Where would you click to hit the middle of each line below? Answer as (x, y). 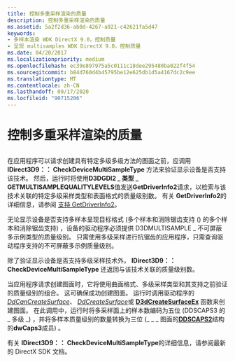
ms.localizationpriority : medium (56, 60)
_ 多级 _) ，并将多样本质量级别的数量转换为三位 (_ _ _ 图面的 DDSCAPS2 (110, 319)
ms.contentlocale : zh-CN (43, 85)
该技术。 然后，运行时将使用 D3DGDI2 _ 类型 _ (73, 178)
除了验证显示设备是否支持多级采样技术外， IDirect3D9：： (92, 260)
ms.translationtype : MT (42, 79)
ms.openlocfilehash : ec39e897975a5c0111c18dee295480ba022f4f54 (101, 66)
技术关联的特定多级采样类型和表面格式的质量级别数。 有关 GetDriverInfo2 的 (117, 195)
